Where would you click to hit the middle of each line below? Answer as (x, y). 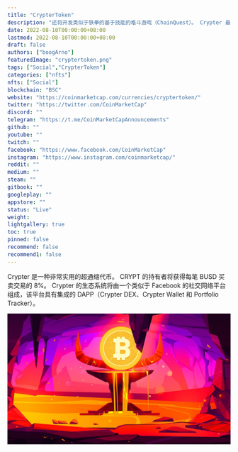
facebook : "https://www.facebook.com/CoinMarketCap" (87, 150)
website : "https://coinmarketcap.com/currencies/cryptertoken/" (104, 97)
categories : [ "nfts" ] (39, 75)
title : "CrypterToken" (41, 15)
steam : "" (22, 180)
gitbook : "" (25, 187)
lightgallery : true (36, 225)
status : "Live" (30, 209)
